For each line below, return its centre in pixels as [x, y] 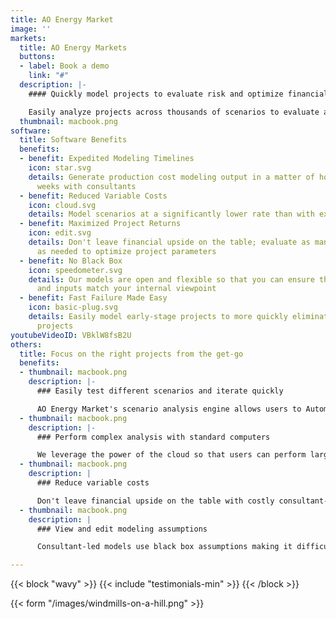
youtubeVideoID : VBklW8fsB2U [71, 335]
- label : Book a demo [64, 66]
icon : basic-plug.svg [73, 307]
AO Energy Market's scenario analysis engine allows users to [169, 409]
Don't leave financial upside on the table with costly [155, 501]
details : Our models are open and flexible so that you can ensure [171, 279]
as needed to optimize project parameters [126, 251]
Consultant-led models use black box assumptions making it [164, 547]
